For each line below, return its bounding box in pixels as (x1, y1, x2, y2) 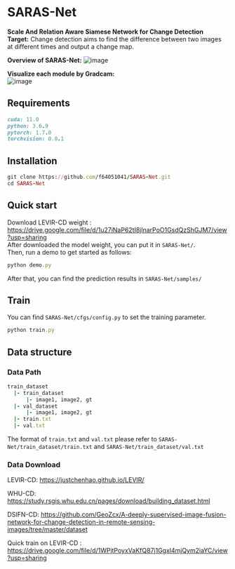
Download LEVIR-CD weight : (7, 218, 92, 227)
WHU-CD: (7, 489, 36, 498)
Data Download (7, 460, 61, 469)
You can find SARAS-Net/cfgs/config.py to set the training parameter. (7, 313, 206, 321)
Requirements (7, 98, 70, 109)
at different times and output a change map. (7, 42, 135, 51)
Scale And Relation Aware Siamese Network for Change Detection (7, 27, 204, 36)
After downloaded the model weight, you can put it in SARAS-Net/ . (7, 240, 196, 249)
